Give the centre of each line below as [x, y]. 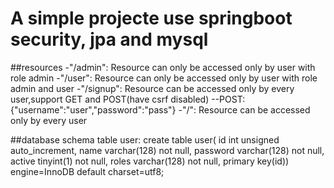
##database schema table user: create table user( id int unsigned [145, 139]
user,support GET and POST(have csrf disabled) [110, 99]
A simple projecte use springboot [151, 18]
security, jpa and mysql [109, 39]
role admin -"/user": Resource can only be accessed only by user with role [164, 78]
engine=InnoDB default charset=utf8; [87, 171]
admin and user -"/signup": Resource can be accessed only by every [152, 88]
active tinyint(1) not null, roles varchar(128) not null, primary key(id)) [150, 161]
